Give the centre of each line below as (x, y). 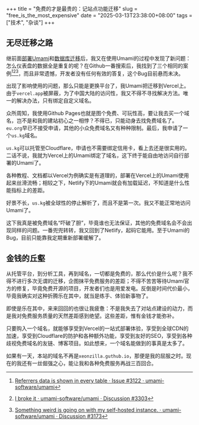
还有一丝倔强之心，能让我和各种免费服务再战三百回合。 (89, 363)
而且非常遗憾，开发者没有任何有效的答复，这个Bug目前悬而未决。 (104, 74)
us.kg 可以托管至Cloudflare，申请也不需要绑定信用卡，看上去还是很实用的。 (98, 148)
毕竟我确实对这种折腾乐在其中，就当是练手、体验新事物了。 (79, 296)
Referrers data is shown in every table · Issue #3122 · (79, 381)
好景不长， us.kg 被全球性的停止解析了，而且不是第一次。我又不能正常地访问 (98, 203)
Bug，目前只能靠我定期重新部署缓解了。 (55, 238)
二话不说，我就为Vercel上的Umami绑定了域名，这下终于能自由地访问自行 (95, 155)
